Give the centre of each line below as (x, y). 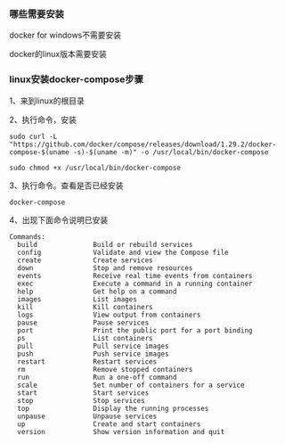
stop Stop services (81, 400)
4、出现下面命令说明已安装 (59, 219)
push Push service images (93, 354)
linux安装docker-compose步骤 (77, 79)
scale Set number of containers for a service (131, 385)
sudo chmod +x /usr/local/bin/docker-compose (95, 168)
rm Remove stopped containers (105, 369)
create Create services (85, 260)
